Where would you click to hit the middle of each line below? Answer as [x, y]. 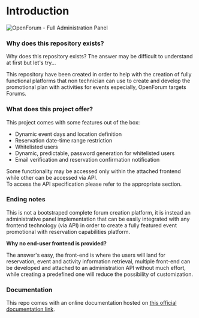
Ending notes [26, 200]
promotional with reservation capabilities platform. [68, 231]
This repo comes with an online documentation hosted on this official [91, 303]
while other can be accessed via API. [52, 177]
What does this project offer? [50, 109]
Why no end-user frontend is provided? [56, 243]
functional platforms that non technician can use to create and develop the [98, 81]
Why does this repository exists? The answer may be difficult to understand [99, 57]
